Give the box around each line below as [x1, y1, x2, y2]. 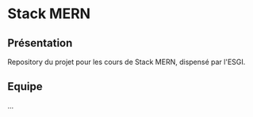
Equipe [7, 80, 43, 93]
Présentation [7, 36, 73, 50]
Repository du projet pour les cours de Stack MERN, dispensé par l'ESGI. [7, 57, 246, 66]
